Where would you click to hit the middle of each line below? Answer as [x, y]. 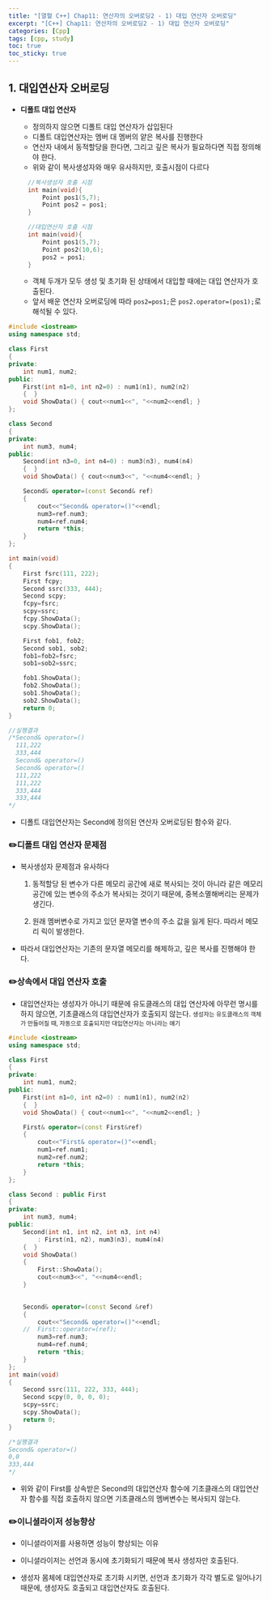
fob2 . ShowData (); [52, 686]
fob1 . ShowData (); [52, 678]
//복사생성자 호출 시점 [60, 182]
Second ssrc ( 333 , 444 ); [63, 589]
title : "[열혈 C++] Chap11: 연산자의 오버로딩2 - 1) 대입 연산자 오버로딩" [123, 16]
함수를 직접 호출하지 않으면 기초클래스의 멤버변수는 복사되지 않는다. [135, 1499]
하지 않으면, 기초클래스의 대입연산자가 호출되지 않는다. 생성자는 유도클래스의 [134, 1014]
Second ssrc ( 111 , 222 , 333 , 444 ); [81, 1389]
